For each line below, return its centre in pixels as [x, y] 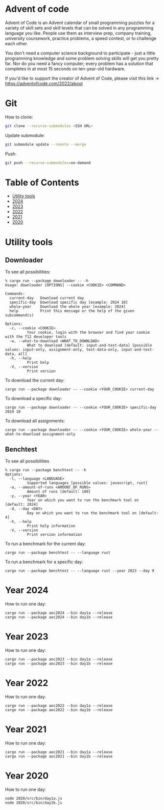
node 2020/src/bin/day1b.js [34, 803]
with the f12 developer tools [36, 337]
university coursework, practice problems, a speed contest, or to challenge [81, 38]
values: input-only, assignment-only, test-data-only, [62, 350]
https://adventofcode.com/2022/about [44, 83]
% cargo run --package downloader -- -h [47, 281]
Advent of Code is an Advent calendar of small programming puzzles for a [80, 23]
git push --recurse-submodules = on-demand [48, 163]
